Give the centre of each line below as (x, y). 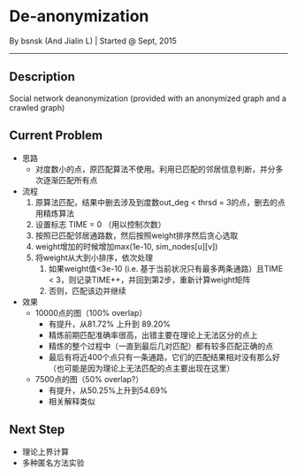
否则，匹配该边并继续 (87, 290)
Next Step (37, 430)
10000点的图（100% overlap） (91, 312)
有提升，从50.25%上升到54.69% (108, 390)
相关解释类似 (72, 401)
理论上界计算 (45, 452)
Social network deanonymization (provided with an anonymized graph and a (148, 98)
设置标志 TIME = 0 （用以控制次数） (100, 224)
